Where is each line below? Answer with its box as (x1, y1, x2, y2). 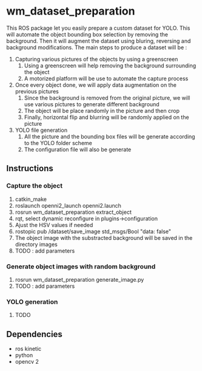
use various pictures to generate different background (24, 100, 160, 107)
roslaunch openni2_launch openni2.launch (15, 202, 121, 209)
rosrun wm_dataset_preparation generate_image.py (15, 276, 144, 283)
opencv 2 (15, 358, 39, 366)
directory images (15, 240, 58, 248)
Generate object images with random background (6, 262, 156, 271)
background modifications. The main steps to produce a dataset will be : (6, 44, 187, 51)
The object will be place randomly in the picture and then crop (24, 107, 180, 114)
